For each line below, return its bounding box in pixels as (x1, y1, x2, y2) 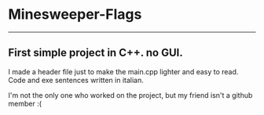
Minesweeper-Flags (8, 5, 142, 23)
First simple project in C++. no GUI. (8, 46, 183, 59)
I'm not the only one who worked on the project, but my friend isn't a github (8, 90, 253, 99)
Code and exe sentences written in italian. (8, 75, 144, 84)
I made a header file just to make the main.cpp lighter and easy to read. (8, 66, 239, 76)
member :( (8, 99, 42, 108)
